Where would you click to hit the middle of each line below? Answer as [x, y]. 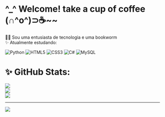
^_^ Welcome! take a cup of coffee [75, 9]
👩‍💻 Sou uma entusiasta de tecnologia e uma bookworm [61, 37]
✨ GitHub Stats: [38, 72]
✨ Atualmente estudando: [31, 42]
